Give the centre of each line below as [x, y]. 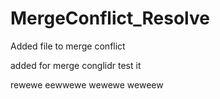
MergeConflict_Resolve [110, 18]
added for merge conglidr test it [76, 65]
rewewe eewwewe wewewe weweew [87, 84]
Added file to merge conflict [68, 46]
